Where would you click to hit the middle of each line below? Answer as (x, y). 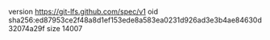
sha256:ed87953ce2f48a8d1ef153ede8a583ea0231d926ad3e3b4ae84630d (135, 20)
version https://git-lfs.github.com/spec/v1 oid (83, 12)
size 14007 (65, 28)
